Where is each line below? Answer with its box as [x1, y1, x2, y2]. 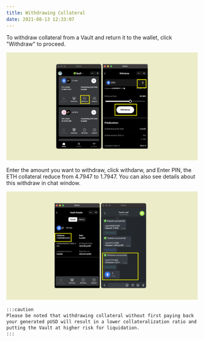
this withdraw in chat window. [6, 179, 81, 187]
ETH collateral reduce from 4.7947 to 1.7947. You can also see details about [6, 173, 195, 181]
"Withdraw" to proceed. [6, 40, 66, 47]
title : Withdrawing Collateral [6, 10, 86, 16]
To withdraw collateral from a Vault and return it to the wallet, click [6, 33, 172, 41]
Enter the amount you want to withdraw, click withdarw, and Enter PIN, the [6, 167, 192, 174]
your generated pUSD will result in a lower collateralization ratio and [6, 319, 197, 325]
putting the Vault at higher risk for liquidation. [6, 325, 140, 331]
